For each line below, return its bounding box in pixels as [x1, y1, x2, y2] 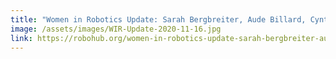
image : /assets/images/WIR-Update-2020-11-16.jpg [10, 24, 222, 34]
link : [10, 33, 33, 43]
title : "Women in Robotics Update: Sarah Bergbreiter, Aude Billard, [10, 14, 307, 25]
